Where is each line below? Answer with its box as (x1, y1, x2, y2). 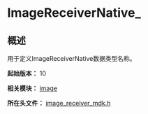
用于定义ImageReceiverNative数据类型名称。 (7, 55, 136, 62)
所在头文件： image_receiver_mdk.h (7, 99, 111, 107)
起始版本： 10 (7, 69, 47, 78)
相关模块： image (7, 84, 58, 92)
